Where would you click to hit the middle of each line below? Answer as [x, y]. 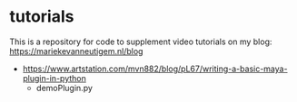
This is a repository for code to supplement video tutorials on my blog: [141, 42]
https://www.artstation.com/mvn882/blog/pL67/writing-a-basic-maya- [155, 69]
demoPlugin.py [64, 88]
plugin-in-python [54, 78]
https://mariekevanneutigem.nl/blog [76, 51]
